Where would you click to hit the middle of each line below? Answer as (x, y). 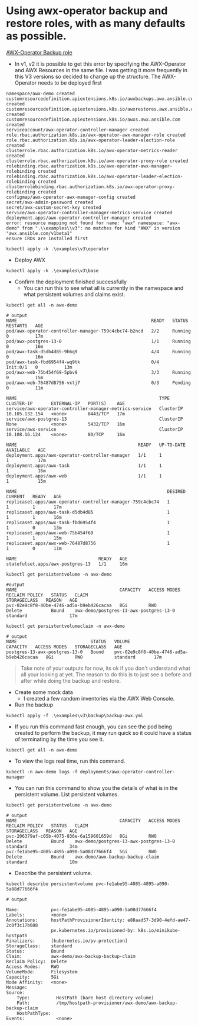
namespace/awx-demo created (41, 93)
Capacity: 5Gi (33, 977)
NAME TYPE (88, 398)
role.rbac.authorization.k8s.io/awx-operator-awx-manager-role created (96, 135)
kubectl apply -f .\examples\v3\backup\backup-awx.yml (75, 715)
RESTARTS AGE (25, 326)
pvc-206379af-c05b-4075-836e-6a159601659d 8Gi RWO (82, 836)
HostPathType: (34, 1013)
